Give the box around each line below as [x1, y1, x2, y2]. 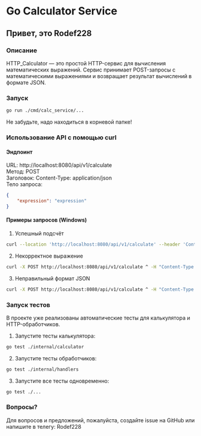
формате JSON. [6, 79, 46, 86]
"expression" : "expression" [17, 198, 87, 204]
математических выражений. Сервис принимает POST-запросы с [6, 66, 176, 73]
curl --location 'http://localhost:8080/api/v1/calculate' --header [6, 241, 181, 247]
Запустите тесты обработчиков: [14, 354, 97, 362]
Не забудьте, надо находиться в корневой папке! [6, 118, 132, 126]
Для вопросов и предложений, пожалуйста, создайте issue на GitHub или [6, 416, 195, 424]
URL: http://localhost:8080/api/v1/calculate [6, 162, 112, 169]
